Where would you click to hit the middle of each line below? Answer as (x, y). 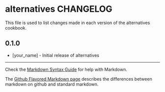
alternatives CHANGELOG (59, 9)
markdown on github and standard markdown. (52, 84)
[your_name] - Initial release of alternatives (56, 55)
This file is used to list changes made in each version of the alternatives (78, 23)
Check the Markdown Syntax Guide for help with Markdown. (66, 69)
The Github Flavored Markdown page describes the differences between (79, 79)
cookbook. (16, 28)
